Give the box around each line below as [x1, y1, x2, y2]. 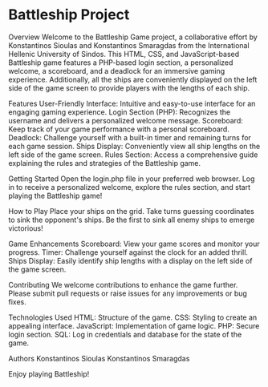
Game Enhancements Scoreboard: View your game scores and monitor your [8, 239, 261, 248]
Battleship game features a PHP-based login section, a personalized [8, 58, 233, 67]
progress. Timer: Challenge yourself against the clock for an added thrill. [8, 247, 249, 257]
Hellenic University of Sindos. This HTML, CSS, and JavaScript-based [8, 49, 240, 58]
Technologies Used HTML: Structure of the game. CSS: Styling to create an [8, 312, 258, 322]
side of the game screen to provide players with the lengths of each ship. [8, 83, 250, 93]
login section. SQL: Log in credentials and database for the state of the [8, 329, 242, 339]
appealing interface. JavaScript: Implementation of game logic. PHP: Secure [8, 320, 260, 330]
